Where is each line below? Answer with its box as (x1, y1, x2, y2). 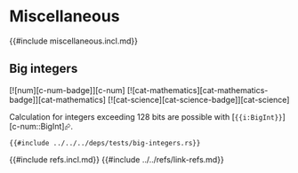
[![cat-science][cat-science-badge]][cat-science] (108, 94, 290, 105)
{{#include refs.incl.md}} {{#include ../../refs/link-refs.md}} (9, 153, 224, 165)
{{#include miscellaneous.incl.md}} (9, 35, 139, 46)
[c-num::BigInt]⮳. (9, 121, 74, 131)
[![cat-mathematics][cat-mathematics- (126, 84, 269, 95)
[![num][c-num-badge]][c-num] (9, 84, 126, 95)
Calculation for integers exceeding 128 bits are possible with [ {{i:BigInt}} (9, 111, 283, 122)
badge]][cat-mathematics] (9, 94, 107, 105)
